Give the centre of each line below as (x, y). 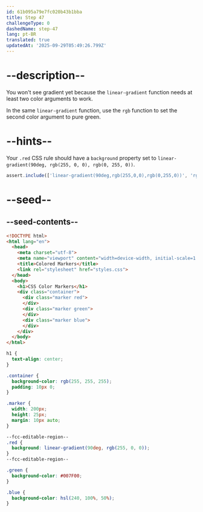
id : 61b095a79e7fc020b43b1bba (44, 12)
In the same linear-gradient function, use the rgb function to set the (92, 110)
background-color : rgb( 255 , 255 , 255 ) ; (62, 381)
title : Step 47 (25, 18)
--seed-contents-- (42, 222)
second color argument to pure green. (54, 117)
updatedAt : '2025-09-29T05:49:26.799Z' (56, 46)
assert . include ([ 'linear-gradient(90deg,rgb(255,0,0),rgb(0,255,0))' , (97, 175)
